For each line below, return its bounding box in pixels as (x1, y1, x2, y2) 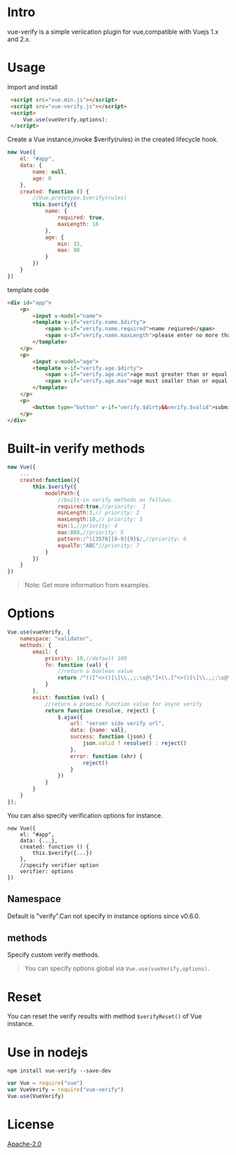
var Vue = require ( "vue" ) (7, 1080, 83, 1087)
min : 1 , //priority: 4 (57, 523, 118, 530)
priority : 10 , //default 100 (44, 655, 128, 662)
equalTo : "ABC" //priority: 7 (57, 542, 140, 549)
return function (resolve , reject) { (44, 707, 156, 714)
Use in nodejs (7, 1044, 88, 1060)
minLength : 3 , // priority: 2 (57, 509, 140, 516)
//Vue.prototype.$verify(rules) (32, 195, 128, 202)
